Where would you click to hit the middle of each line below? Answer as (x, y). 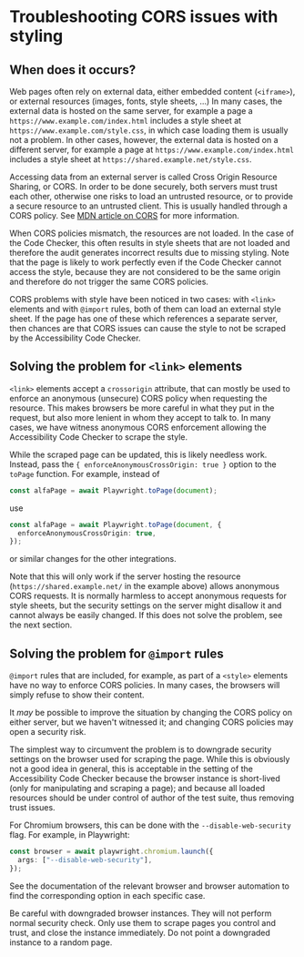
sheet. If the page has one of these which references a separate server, (144, 319)
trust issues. (33, 808)
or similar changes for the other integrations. (93, 559)
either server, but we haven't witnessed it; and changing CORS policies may (152, 722)
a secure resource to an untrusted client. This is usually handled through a (149, 206)
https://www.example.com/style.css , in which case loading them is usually (149, 130)
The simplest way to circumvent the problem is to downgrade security (141, 749)
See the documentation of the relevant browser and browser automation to (149, 886)
